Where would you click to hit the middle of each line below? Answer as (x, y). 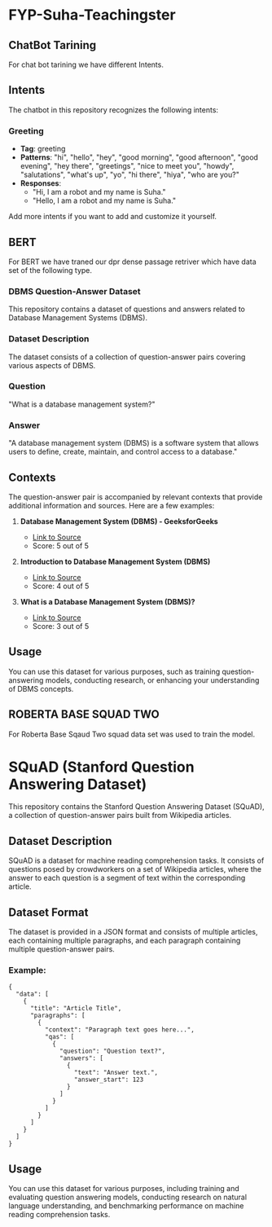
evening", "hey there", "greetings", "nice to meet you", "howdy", (127, 166)
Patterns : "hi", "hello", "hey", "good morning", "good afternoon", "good (139, 157)
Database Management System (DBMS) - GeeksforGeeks (119, 521)
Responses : (41, 183)
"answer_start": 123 (109, 1080)
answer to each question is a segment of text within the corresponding (127, 878)
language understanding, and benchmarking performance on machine (126, 1206)
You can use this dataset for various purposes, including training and (124, 1189)
